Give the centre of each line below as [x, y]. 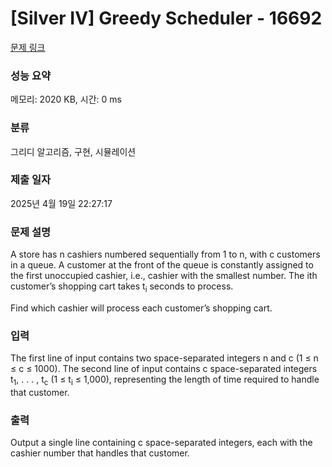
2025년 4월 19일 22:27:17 [61, 203]
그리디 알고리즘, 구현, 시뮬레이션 [73, 151]
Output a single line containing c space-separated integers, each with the [161, 443]
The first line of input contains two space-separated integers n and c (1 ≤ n [164, 358]
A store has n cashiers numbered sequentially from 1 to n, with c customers [165, 254]
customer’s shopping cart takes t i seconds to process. [122, 287]
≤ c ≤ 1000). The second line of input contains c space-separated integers [164, 369]
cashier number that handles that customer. [100, 453]
